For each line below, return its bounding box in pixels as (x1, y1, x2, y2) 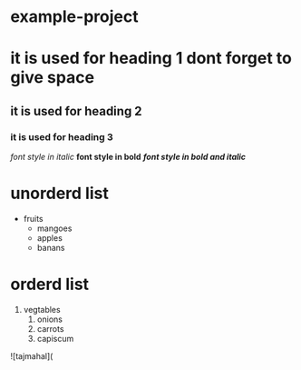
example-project (10, 6, 139, 27)
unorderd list (10, 184, 110, 204)
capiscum (36, 333, 74, 344)
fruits (23, 214, 44, 224)
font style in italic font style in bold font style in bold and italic (10, 152, 247, 163)
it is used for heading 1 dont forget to (10, 48, 293, 69)
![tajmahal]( (10, 350, 53, 361)
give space (10, 67, 94, 88)
